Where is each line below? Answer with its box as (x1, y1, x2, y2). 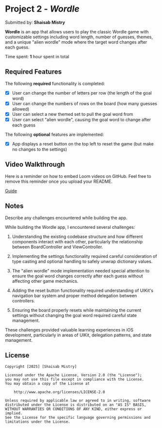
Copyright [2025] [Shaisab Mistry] (5, 364, 77, 369)
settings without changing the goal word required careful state (12, 312, 137, 318)
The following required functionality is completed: (5, 80, 105, 86)
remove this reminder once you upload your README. (5, 178, 113, 184)
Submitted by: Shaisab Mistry (5, 19, 65, 25)
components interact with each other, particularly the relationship (12, 238, 143, 244)
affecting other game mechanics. (12, 278, 79, 284)
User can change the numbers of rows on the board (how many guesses (12, 100, 158, 106)
